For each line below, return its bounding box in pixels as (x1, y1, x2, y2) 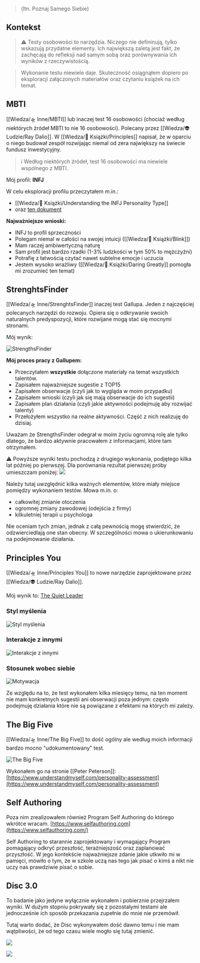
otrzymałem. (6, 443, 37, 451)
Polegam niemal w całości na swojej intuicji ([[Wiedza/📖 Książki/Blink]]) (14, 235, 191, 242)
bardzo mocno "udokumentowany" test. (6, 744, 104, 751)
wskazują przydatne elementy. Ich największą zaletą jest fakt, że (20, 44, 180, 52)
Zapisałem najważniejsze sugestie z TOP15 (14, 381, 121, 388)
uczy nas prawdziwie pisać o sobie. (6, 863, 94, 871)
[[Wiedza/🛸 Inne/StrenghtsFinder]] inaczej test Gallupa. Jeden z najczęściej (6, 301, 194, 308)
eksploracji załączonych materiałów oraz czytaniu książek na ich (20, 75, 180, 83)
